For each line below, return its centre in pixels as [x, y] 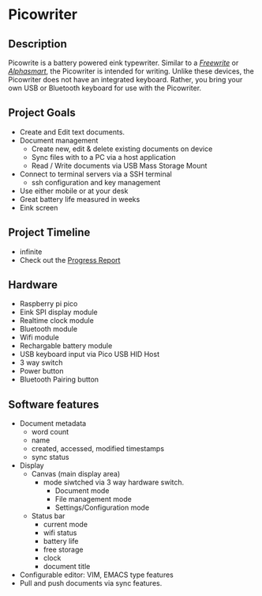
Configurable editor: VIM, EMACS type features [96, 575]
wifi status [60, 533]
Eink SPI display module [58, 312]
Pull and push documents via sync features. [91, 583]
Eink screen [39, 207]
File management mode [93, 499]
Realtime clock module [57, 321]
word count [50, 432]
